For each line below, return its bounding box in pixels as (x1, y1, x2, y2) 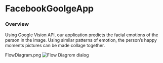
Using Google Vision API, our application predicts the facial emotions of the (5, 32, 159, 38)
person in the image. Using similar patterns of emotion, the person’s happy (5, 37, 157, 43)
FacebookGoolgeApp (5, 3, 94, 14)
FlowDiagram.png (5, 52, 41, 58)
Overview (5, 21, 29, 28)
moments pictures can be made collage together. (5, 43, 105, 49)
